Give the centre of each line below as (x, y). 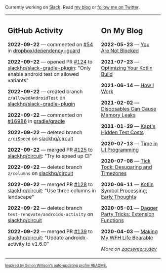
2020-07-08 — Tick (126, 161)
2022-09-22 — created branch (45, 91)
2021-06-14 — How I (127, 85)
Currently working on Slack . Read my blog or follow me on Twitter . (72, 7)
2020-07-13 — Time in (129, 143)
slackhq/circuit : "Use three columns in (52, 190)
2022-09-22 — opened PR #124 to (50, 61)
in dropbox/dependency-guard (44, 51)
